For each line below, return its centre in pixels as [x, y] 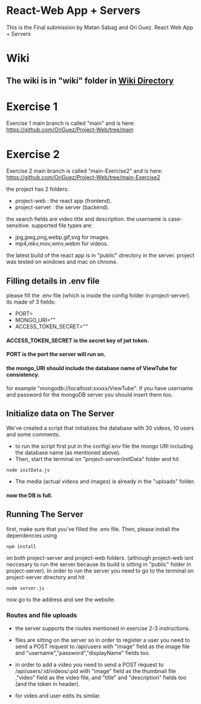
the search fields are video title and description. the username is [87, 219]
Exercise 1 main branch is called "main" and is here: [71, 123]
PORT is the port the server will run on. [56, 354]
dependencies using [32, 535]
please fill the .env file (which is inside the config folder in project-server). [98, 296]
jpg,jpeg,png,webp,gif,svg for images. [62, 237]
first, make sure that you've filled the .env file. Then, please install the [93, 529]
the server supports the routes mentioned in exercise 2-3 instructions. [103, 628]
